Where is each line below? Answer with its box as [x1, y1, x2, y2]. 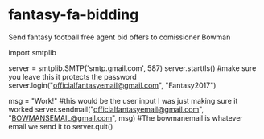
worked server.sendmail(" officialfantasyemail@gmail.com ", [8, 104, 204, 114]
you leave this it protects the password [8, 72, 137, 81]
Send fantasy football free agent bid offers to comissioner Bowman [8, 32, 231, 42]
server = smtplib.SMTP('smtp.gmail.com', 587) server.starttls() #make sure [8, 63, 257, 73]
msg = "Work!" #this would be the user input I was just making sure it [8, 96, 238, 105]
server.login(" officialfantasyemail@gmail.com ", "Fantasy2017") [8, 80, 217, 90]
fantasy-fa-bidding [8, 6, 139, 24]
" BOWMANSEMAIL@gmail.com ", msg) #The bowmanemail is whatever [8, 112, 243, 122]
